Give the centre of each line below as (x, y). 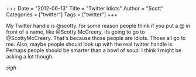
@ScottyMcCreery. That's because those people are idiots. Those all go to (96, 38)
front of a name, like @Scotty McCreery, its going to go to (75, 32)
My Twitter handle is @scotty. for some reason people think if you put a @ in (98, 26)
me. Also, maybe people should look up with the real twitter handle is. (90, 44)
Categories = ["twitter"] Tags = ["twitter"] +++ (62, 14)
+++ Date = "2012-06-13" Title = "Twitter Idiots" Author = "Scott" (85, 8)
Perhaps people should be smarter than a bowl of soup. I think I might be (94, 50)
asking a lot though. (30, 56)
